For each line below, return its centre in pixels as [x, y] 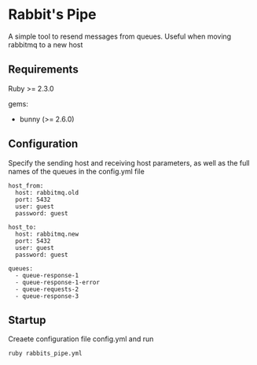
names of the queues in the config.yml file [77, 171]
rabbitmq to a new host [46, 44]
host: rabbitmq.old [47, 192]
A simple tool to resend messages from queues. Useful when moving [120, 36]
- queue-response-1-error [58, 282]
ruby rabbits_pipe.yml [45, 354]
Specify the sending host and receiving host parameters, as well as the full [129, 162]
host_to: [22, 227]
